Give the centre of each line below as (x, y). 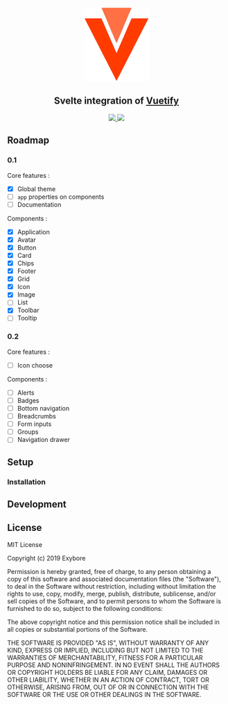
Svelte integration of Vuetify (116, 101)
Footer (27, 271)
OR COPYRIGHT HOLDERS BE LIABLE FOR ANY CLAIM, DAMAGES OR (107, 672)
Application (33, 231)
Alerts (26, 393)
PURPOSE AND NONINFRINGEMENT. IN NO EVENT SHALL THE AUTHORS (114, 665)
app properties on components (61, 197)
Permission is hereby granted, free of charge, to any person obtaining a (109, 571)
